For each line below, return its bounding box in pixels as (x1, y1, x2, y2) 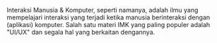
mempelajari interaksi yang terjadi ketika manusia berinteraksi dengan (6, 13, 211, 21)
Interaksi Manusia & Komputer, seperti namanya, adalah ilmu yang (6, 6, 199, 14)
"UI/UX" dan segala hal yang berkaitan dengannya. (6, 28, 156, 36)
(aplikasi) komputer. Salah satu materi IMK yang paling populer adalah (6, 21, 211, 28)
